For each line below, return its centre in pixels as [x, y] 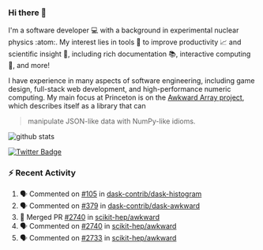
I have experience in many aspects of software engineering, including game [131, 81]
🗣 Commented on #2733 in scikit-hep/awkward [98, 237]
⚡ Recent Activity [42, 173]
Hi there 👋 [28, 13]
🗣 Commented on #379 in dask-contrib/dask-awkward [109, 206]
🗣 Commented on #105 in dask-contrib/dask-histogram [111, 194]
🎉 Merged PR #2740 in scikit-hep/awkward [90, 217]
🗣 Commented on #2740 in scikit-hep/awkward [98, 225]
